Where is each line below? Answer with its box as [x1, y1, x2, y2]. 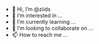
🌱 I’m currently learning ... [11, 18, 76, 25]
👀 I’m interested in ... [11, 12, 63, 19]
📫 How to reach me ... [11, 32, 68, 38]
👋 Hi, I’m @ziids [11, 6, 51, 12]
